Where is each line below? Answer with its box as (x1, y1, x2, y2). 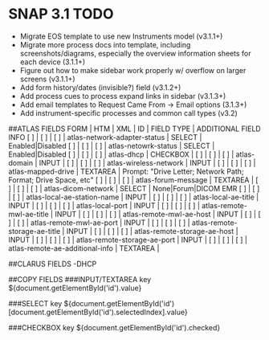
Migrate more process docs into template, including (19, 39, 191, 49)
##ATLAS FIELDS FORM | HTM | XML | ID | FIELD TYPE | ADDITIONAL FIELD (8, 124, 261, 133)
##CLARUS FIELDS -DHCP (8, 259, 97, 268)
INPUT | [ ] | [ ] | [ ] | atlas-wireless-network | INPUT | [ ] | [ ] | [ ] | (39, 158, 256, 167)
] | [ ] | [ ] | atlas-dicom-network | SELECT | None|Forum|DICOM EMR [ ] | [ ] (8, 183, 260, 193)
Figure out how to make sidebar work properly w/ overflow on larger (19, 65, 247, 75)
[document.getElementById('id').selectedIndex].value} (8, 307, 188, 317)
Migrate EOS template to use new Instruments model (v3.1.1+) (19, 31, 223, 41)
